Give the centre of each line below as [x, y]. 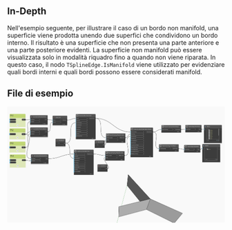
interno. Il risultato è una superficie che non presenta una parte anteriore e [113, 42]
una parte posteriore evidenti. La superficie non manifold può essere [105, 50]
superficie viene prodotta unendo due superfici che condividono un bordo [113, 35]
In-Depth [27, 11]
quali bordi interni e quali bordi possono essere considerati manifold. [105, 72]
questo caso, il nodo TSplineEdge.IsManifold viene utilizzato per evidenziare [116, 64]
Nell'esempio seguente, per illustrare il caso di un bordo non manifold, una [113, 28]
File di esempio [40, 93]
